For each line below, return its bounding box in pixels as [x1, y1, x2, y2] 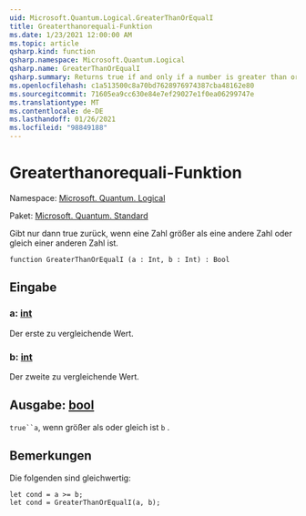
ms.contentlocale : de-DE [9, 106, 104, 116]
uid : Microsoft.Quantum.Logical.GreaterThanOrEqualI [9, 13, 214, 23]
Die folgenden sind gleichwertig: [9, 472, 131, 483]
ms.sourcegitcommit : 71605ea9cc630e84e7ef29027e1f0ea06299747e [9, 89, 255, 98]
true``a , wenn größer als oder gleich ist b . [9, 421, 170, 432]
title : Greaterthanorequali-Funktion [9, 22, 153, 31]
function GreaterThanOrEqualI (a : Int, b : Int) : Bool [9, 255, 230, 264]
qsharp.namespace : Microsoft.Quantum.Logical [9, 56, 185, 65]
